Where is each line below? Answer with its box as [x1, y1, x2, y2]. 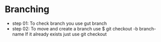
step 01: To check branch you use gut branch [12, 20, 107, 26]
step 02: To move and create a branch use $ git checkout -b [12, 25, 138, 31]
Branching [5, 4, 49, 15]
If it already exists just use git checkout [25, 31, 107, 37]
